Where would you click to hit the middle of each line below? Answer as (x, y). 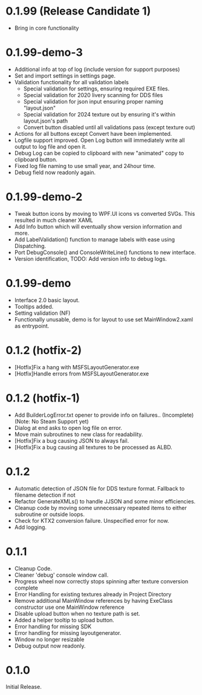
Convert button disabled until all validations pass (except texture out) (109, 127)
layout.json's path (45, 121)
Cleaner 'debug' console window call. (61, 575)
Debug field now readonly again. (55, 172)
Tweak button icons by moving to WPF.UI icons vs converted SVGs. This (105, 213)
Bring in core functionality (47, 28)
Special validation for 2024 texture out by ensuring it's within (99, 114)
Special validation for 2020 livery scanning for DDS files (93, 95)
